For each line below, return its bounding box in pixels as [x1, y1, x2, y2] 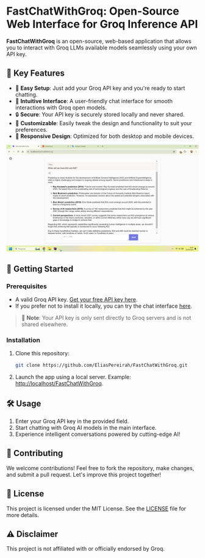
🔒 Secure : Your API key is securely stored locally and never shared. [15, 111, 185, 118]
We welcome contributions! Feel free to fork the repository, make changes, [6, 464, 195, 471]
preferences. [15, 126, 48, 133]
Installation [6, 336, 41, 344]
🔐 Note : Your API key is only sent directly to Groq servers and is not [21, 314, 192, 321]
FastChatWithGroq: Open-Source [6, 4, 179, 18]
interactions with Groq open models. [15, 104, 107, 111]
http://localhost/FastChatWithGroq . [15, 380, 104, 387]
